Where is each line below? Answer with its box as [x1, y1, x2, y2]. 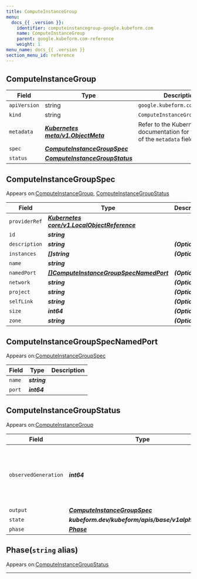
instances [9, 250, 36, 257]
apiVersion [9, 102, 39, 109]
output [9, 507, 28, 513]
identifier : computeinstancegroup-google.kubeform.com [16, 25, 154, 31]
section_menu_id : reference [6, 52, 75, 58]
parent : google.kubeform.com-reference [16, 36, 114, 42]
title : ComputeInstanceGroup [6, 8, 77, 15]
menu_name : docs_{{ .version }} [6, 47, 85, 53]
